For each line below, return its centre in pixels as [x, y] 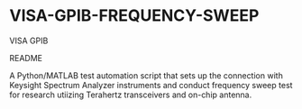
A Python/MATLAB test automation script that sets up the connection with [146, 75]
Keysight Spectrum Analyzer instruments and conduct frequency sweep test [151, 85]
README [26, 58]
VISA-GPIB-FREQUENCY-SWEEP [134, 16]
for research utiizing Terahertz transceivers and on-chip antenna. [131, 95]
